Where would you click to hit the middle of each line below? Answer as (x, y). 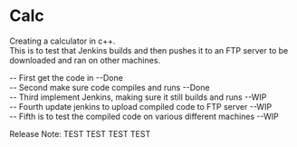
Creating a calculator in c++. (62, 41)
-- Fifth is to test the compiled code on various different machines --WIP (144, 116)
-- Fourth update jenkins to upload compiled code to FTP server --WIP (141, 106)
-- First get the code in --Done (67, 77)
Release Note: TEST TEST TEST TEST (80, 133)
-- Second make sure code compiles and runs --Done (110, 87)
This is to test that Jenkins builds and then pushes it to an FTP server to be (149, 50)
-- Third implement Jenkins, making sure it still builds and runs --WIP (138, 97)
